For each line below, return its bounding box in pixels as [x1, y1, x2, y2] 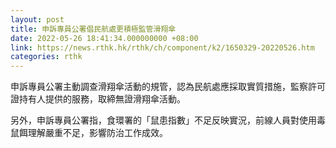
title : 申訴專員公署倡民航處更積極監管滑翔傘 [10, 24, 177, 34]
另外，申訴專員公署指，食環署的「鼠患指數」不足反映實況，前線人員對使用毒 [10, 114, 326, 126]
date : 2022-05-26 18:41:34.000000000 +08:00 [10, 33, 199, 43]
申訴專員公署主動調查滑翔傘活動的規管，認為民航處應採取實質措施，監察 [10, 81, 308, 93]
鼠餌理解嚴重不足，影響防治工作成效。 [10, 127, 168, 139]
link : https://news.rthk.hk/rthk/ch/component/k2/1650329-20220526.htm [10, 42, 315, 53]
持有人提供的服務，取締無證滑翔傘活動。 [18, 93, 186, 105]
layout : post [10, 14, 65, 25]
